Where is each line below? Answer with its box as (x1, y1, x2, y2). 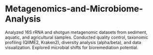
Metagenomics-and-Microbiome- (5, 3, 143, 14)
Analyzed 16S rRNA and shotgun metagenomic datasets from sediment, (5, 29, 148, 35)
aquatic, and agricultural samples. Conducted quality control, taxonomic (5, 34, 149, 40)
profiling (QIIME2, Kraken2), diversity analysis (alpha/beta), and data (5, 39, 141, 45)
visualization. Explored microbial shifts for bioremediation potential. (5, 44, 139, 50)
